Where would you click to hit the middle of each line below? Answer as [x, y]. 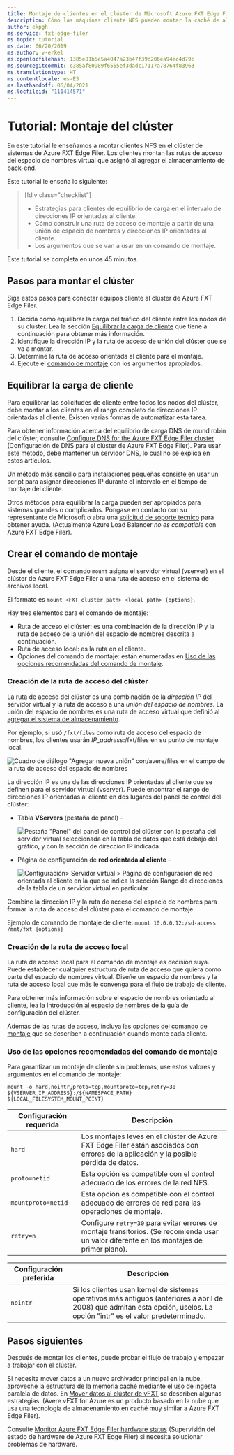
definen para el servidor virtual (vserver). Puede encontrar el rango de [108, 789]
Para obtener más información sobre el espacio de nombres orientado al [111, 998]
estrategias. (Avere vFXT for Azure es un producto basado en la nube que [113, 1401]
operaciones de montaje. [122, 1212]
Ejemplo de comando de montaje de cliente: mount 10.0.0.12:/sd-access [112, 922]
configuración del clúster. [44, 1013]
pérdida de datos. [110, 1163]
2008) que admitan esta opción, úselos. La [143, 1308]
